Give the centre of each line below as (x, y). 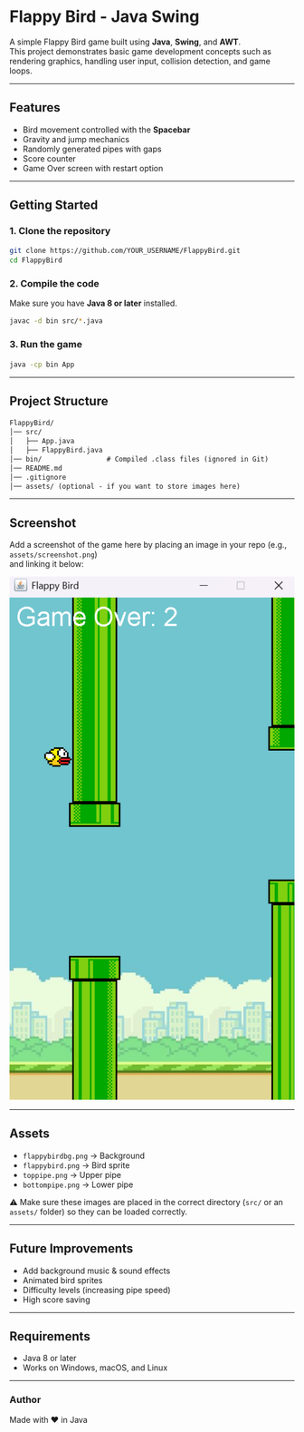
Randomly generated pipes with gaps (92, 149)
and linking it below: (47, 564)
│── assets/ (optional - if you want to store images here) (125, 487)
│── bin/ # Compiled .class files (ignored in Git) (139, 460)
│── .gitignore (38, 478)
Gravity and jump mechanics (76, 139)
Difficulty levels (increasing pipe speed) (96, 1290)
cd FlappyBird (36, 260)
